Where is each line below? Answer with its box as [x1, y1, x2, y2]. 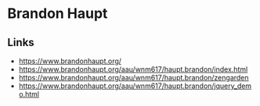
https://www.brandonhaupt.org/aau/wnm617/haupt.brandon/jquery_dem [18, 81, 252, 90]
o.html [18, 90, 40, 98]
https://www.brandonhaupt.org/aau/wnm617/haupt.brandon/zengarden [18, 73, 249, 82]
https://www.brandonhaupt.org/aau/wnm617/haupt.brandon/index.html [18, 65, 248, 74]
